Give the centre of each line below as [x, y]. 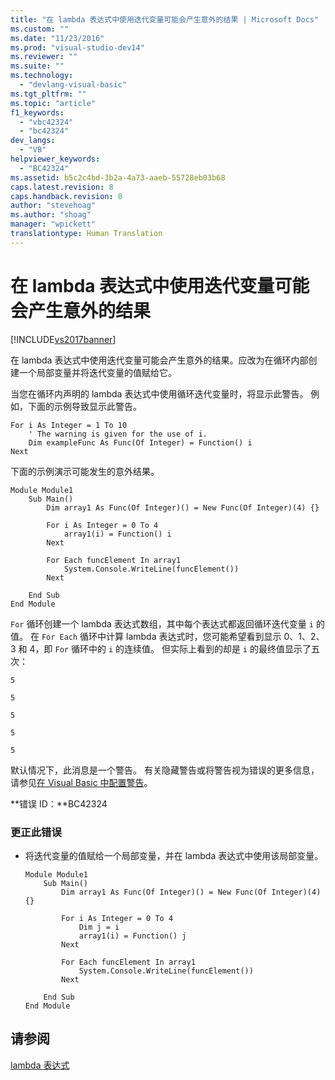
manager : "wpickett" [53, 224]
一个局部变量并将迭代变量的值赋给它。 [97, 372]
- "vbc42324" [46, 122]
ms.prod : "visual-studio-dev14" [77, 47]
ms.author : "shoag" [51, 215]
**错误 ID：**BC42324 [59, 803]
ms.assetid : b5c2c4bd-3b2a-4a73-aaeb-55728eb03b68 [118, 177]
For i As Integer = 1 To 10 [69, 425]
